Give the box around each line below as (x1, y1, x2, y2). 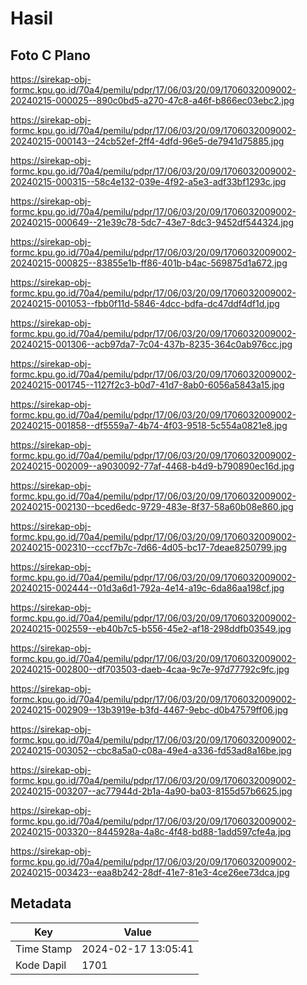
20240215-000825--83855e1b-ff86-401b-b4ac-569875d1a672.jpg (10, 257, 288, 269)
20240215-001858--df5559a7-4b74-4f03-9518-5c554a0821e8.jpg (10, 420, 288, 431)
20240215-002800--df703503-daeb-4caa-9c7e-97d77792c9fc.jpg (10, 663, 290, 675)
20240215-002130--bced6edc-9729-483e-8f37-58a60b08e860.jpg (10, 501, 294, 512)
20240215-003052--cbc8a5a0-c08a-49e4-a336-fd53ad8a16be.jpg (10, 745, 292, 756)
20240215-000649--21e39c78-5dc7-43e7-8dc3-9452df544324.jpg (10, 217, 295, 228)
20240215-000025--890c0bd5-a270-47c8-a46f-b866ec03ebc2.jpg (10, 95, 295, 106)
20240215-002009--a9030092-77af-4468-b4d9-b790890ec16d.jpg (10, 460, 295, 472)
